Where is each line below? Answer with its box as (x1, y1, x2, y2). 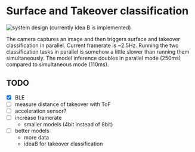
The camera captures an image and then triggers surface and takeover (6, 35, 181, 42)
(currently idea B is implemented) (49, 24, 131, 31)
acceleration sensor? (14, 107, 67, 114)
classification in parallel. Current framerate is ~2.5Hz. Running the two (6, 42, 179, 49)
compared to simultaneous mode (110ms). (6, 61, 109, 68)
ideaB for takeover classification (23, 140, 103, 147)
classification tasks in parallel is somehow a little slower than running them (6, 48, 190, 55)
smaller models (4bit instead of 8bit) (23, 121, 113, 128)
